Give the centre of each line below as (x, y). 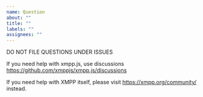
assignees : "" (24, 35)
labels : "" (20, 29)
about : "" (19, 18)
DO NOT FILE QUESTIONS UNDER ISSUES (60, 52)
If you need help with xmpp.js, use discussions (65, 64)
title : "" (19, 23)
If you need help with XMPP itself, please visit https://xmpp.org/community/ (102, 82)
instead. (17, 88)
